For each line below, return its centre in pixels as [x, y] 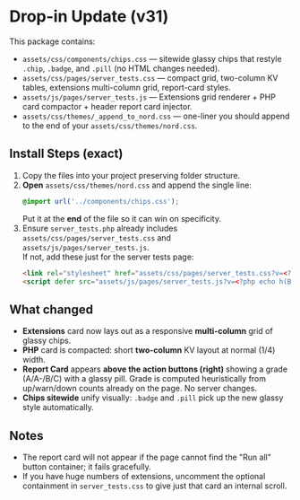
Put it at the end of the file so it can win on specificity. [122, 218]
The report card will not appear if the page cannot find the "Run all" [146, 457]
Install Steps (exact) [66, 154]
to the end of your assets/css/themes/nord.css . [110, 125]
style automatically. [58, 408]
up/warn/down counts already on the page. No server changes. [140, 389]
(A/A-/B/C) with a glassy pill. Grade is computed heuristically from [144, 379]
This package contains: [52, 41]
